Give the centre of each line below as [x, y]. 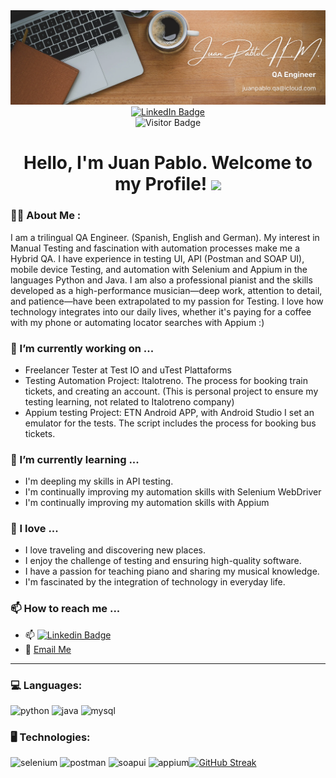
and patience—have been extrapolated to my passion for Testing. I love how [167, 301]
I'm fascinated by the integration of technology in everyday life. [155, 582]
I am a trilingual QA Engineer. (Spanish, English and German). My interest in [165, 237]
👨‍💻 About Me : [46, 216]
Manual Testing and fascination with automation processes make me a [155, 248]
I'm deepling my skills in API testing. [99, 481]
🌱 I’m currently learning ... [75, 459]
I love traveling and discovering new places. [115, 550]
